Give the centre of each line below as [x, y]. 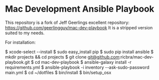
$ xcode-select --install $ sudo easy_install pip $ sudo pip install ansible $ [79, 52]
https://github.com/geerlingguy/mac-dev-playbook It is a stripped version [79, 27]
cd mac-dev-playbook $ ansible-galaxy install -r [83, 62]
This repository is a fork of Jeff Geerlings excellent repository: [67, 22]
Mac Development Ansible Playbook [80, 9]
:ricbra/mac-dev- [136, 57]
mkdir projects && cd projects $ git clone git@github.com [62, 57]
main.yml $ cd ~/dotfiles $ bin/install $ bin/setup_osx [58, 72]
